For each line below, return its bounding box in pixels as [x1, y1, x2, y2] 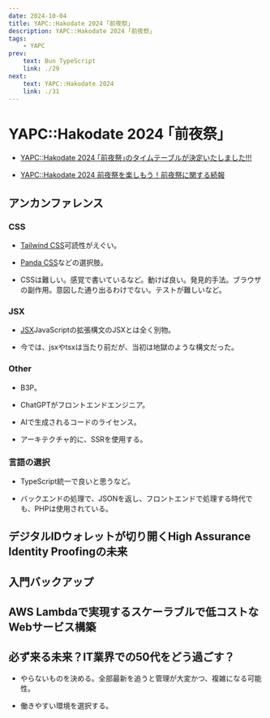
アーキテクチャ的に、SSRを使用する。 [19, 434, 148, 444]
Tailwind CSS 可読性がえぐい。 [19, 241, 122, 250]
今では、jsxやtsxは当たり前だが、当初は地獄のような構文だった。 [19, 342, 239, 353]
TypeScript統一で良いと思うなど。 [19, 476, 135, 486]
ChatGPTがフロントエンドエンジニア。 [19, 400, 150, 409]
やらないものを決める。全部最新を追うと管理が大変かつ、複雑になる [19, 673, 248, 683]
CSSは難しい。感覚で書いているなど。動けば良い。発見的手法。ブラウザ [19, 275, 262, 284]
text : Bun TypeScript [23, 58, 96, 66]
